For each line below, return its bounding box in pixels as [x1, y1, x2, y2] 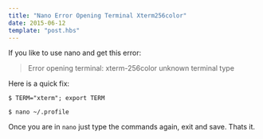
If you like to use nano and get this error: [8, 48, 142, 58]
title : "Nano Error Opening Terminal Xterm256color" [8, 11, 187, 20]
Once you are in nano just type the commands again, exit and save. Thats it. [8, 122, 256, 132]
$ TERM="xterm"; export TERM [8, 95, 105, 102]
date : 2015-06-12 [8, 19, 66, 27]
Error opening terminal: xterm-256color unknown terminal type [27, 64, 235, 73]
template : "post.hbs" [8, 26, 80, 34]
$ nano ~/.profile [8, 108, 69, 116]
